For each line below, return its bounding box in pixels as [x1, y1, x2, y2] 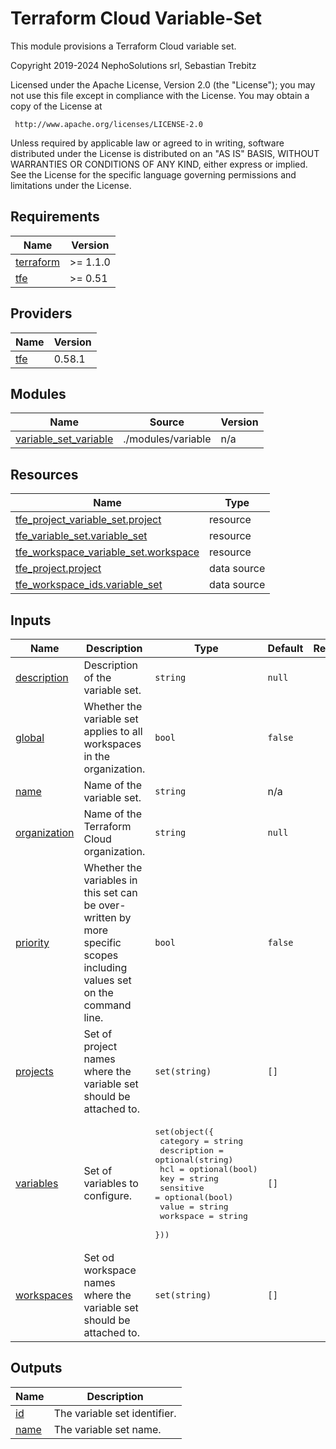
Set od [83, 1251, 115, 1264]
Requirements [10, 208, 100, 226]
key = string [159, 1173, 219, 1184]
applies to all [83, 725, 143, 738]
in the [83, 750, 111, 763]
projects [15, 1065, 55, 1078]
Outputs [10, 1360, 63, 1377]
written [83, 911, 117, 924]
